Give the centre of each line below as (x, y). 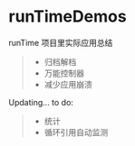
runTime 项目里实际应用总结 (61, 42)
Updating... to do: (41, 102)
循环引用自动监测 (76, 132)
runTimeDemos (68, 17)
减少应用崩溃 (68, 84)
